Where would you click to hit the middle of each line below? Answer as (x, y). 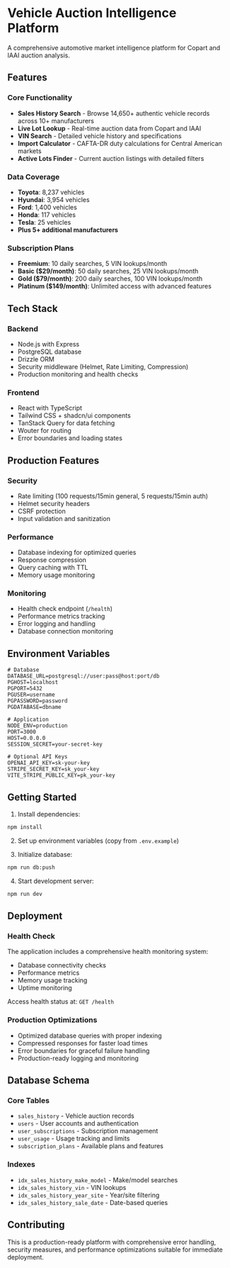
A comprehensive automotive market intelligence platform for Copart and (114, 47)
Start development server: (56, 881)
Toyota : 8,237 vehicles (51, 192)
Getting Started (42, 797)
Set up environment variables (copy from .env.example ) (98, 841)
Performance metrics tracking (61, 616)
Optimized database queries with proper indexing (90, 1036)
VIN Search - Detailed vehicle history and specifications (99, 135)
